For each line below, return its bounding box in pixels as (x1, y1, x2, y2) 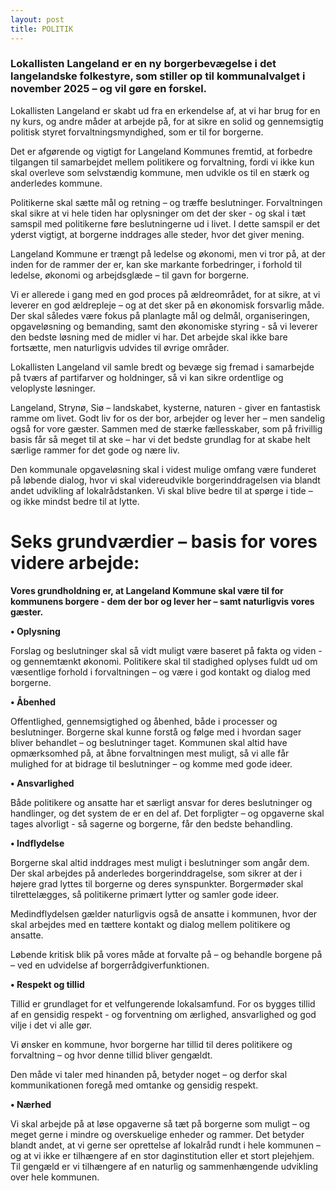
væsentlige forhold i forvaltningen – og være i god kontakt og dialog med (10, 666, 311, 678)
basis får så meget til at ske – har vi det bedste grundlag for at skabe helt (10, 433, 311, 445)
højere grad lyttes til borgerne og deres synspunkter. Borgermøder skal (10, 877, 304, 890)
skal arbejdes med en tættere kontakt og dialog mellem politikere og (10, 918, 291, 930)
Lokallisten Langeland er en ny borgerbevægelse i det (10, 57, 277, 71)
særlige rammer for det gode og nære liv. (10, 444, 180, 456)
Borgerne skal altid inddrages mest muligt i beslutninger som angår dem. (10, 856, 310, 868)
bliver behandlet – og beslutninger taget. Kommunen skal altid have (10, 736, 288, 748)
